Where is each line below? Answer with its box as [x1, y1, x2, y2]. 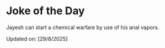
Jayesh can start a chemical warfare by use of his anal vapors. [6, 24, 160, 31]
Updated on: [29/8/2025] [6, 35, 68, 42]
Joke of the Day [6, 4, 85, 18]
